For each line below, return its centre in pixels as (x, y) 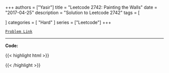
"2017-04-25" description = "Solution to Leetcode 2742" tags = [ (72, 13)
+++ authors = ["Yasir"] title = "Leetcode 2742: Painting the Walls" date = (81, 7)
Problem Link (19, 32)
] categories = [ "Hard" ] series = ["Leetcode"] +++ (58, 22)
